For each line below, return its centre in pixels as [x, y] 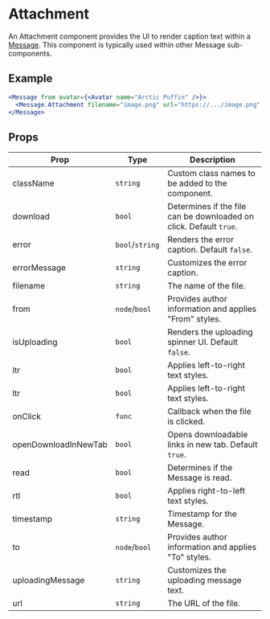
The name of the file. [207, 286]
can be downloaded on [211, 216]
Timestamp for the [202, 514]
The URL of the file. [204, 604]
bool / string [137, 244]
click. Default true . [202, 227]
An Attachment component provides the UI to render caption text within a [130, 36]
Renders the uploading [210, 332]
